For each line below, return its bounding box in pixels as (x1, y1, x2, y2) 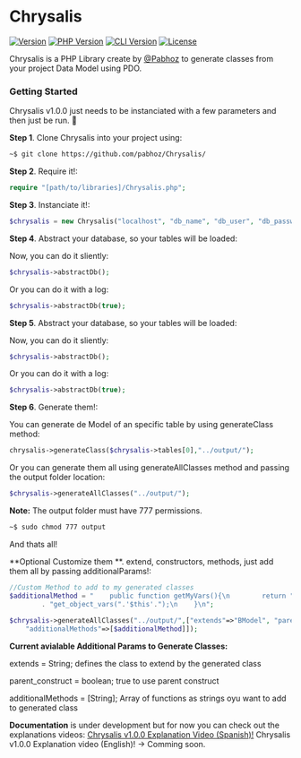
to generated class (9, 702, 79, 713)
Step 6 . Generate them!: (9, 401, 99, 413)
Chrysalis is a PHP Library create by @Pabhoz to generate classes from (9, 53, 274, 64)
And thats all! (9, 538, 58, 549)
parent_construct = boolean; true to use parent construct (9, 676, 219, 686)
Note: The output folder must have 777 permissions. (9, 505, 203, 516)
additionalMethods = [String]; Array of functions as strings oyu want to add (9, 693, 287, 704)
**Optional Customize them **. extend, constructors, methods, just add (9, 556, 274, 566)
